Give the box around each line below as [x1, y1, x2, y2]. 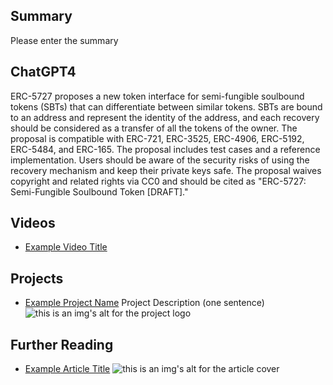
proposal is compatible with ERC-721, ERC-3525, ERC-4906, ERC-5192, [10, 132, 305, 144]
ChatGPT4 [10, 64, 77, 81]
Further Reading [10, 336, 114, 353]
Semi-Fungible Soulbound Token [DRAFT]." [10, 185, 189, 198]
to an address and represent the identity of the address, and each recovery [10, 111, 320, 123]
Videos [10, 215, 56, 232]
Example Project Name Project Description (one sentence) [24, 297, 265, 309]
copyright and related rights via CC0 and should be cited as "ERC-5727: [10, 175, 307, 187]
